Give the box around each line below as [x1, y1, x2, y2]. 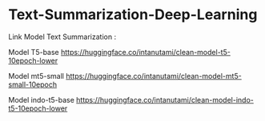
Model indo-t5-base [8, 95, 74, 104]
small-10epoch [8, 80, 58, 89]
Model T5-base [8, 47, 60, 57]
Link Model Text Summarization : [8, 32, 117, 41]
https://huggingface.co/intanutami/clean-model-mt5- [65, 71, 242, 80]
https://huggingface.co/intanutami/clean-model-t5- [60, 47, 231, 57]
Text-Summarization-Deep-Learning [8, 6, 258, 24]
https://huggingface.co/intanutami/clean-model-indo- [75, 95, 254, 104]
